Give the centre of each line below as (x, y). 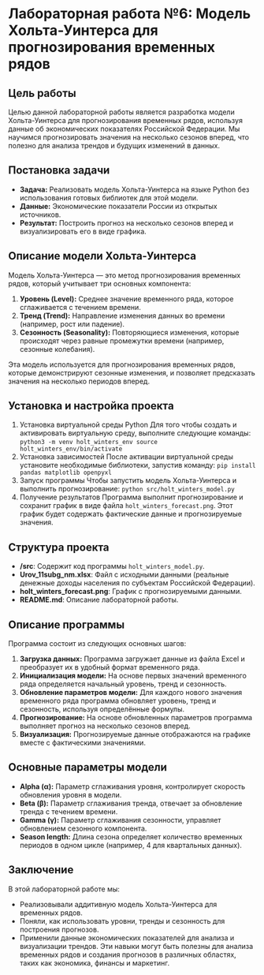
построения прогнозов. (59, 929)
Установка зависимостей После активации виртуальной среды (126, 457)
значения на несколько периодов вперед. (79, 381)
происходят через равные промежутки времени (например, (122, 341)
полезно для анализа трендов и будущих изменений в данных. (114, 146)
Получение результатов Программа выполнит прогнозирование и (131, 497)
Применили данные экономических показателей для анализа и (127, 938)
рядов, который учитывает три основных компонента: (100, 283)
